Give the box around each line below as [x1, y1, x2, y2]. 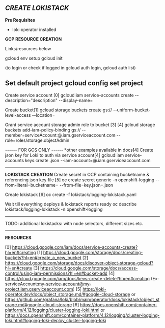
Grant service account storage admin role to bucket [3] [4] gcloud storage [5, 122, 156, 128]
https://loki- [82, 286, 107, 292]
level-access [5, 112, 31, 118]
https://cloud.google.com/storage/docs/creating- [43, 249, 143, 255]
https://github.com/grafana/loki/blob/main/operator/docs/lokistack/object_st [5, 296, 160, 302]
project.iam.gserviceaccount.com [5, 286, 73, 292]
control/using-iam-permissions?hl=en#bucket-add [5, 270, 108, 276]
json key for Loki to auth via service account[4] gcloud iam [5, 152, 124, 158]
